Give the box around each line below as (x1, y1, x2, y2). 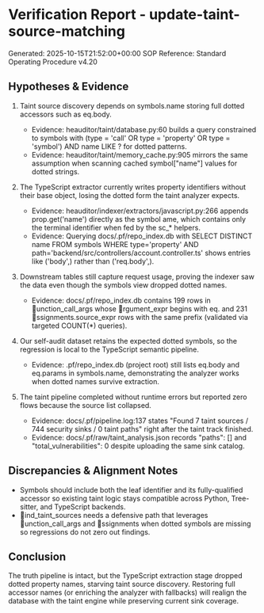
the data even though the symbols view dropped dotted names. (19, 280, 228, 290)
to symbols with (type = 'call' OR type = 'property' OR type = (31, 133, 231, 143)
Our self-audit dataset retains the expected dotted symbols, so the (19, 336, 238, 345)
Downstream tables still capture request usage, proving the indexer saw (19, 272, 255, 281)
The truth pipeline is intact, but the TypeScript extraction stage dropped (8, 571, 243, 581)
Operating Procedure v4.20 (8, 57, 98, 67)
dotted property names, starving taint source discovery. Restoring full (8, 580, 235, 589)
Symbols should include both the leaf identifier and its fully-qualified (19, 485, 243, 494)
